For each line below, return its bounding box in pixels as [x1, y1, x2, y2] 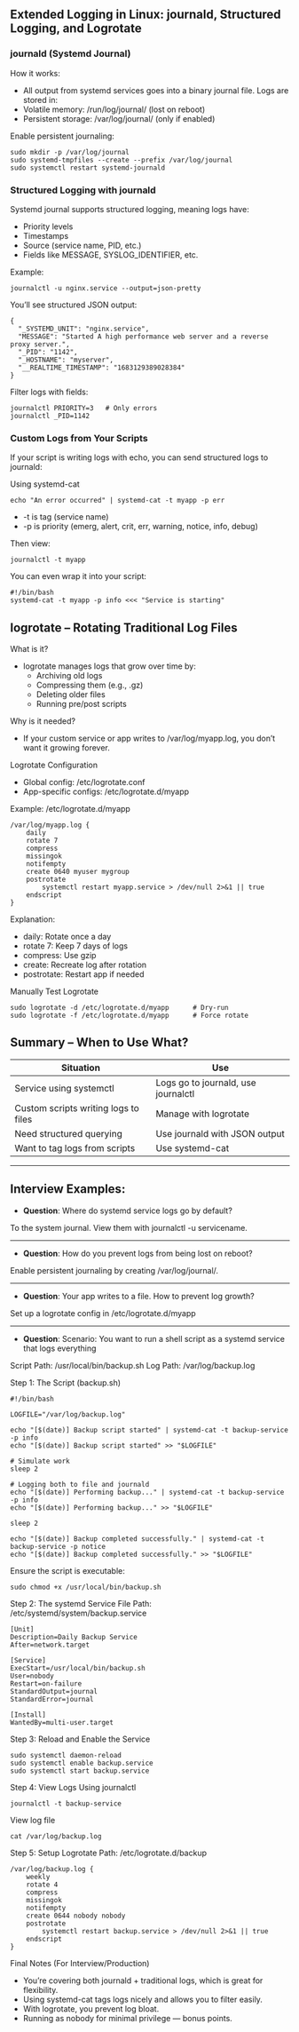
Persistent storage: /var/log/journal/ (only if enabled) [22, 113, 216, 123]
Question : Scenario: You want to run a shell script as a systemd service [22, 1333, 285, 1344]
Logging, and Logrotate [10, 21, 143, 36]
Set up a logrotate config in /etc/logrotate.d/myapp [10, 1307, 196, 1318]
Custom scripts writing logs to [14, 1101, 140, 1114]
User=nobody [10, 1671, 54, 1680]
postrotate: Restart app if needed [22, 969, 145, 980]
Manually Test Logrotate [10, 986, 99, 997]
